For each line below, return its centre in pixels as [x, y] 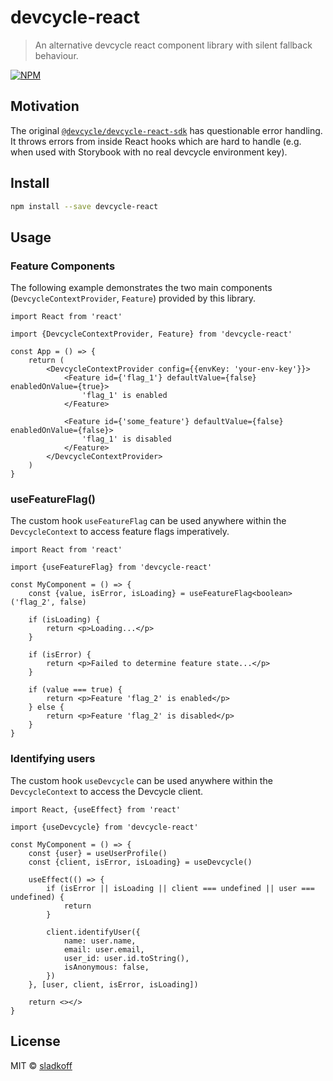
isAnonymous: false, [106, 967]
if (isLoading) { [64, 620]
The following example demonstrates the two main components [141, 288]
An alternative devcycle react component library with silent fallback [173, 45]
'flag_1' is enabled [124, 396]
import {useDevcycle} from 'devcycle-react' [104, 827]
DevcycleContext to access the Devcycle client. [107, 791]
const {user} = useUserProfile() [98, 853]
